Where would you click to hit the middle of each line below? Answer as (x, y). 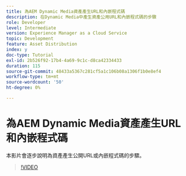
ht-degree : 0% (23, 88)
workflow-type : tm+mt (33, 77)
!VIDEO (29, 167)
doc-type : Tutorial (30, 55)
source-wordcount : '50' (35, 82)
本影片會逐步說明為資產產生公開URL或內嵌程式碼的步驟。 (75, 155)
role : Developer (26, 22)
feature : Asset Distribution (42, 44)
